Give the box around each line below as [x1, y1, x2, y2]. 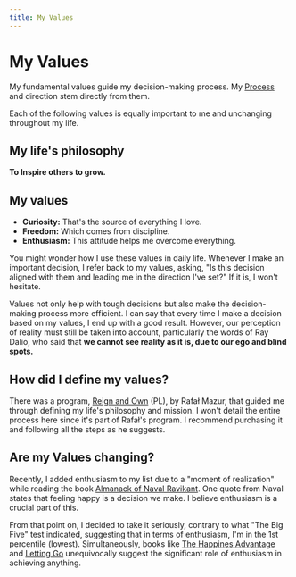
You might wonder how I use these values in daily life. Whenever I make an [9, 253, 284, 263]
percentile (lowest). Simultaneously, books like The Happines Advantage [9, 538, 276, 549]
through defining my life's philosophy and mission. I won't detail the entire [9, 406, 281, 415]
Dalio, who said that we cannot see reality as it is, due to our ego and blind [9, 337, 287, 347]
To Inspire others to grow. [9, 167, 106, 178]
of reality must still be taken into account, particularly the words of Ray [9, 327, 269, 338]
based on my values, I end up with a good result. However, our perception [9, 318, 281, 329]
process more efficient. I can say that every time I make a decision [37, 308, 283, 319]
